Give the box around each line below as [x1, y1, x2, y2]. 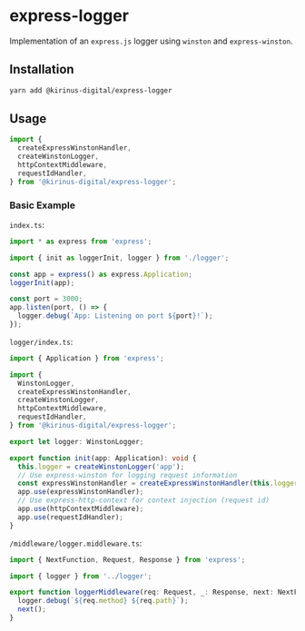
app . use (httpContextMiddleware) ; [17, 505, 144, 514]
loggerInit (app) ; [9, 278, 75, 287]
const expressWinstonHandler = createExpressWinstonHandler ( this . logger [17, 478, 299, 488]
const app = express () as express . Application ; [9, 270, 193, 279]
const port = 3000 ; [9, 294, 84, 304]
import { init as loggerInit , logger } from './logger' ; [9, 253, 230, 262]
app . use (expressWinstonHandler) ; [17, 488, 144, 497]
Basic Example [9, 199, 75, 212]
